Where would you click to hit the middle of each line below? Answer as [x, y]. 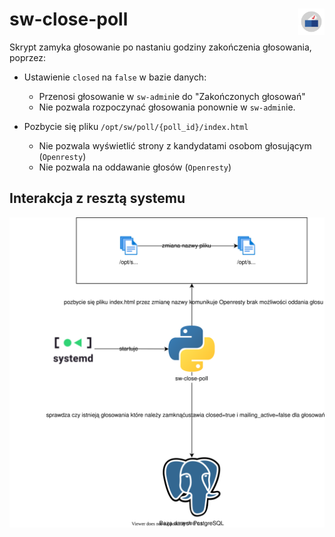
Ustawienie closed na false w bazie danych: [115, 77]
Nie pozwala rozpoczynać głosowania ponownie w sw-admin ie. [167, 107]
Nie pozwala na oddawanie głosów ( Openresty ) [135, 167]
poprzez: [28, 57]
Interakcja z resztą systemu [97, 198]
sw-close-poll [69, 19]
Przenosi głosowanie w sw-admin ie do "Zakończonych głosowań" [172, 96]
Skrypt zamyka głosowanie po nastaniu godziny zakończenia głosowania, [160, 47]
